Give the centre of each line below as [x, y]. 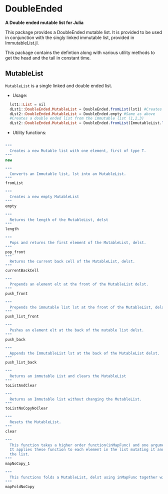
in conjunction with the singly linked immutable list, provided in [70, 37]
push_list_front [22, 316]
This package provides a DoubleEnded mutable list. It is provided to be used [84, 32]
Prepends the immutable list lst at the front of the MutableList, [81, 307]
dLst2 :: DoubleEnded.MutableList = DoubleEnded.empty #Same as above [82, 114]
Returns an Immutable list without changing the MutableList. [76, 399]
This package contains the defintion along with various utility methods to [80, 52]
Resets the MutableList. [35, 422]
